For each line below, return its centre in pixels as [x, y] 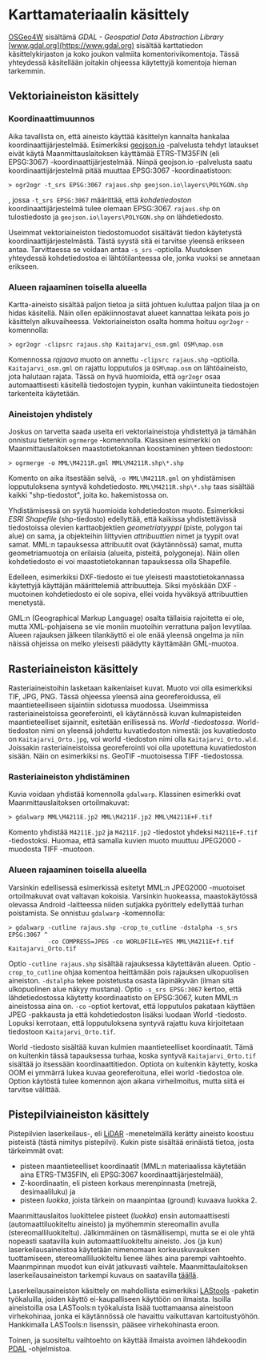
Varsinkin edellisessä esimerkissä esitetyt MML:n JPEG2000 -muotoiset [127, 887]
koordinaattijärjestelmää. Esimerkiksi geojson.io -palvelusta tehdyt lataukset [133, 145]
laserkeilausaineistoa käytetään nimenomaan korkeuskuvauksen [114, 1250]
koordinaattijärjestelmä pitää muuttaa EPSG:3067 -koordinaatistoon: [120, 170]
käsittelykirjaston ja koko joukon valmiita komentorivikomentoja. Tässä [124, 54]
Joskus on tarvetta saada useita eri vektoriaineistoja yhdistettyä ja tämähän [132, 432]
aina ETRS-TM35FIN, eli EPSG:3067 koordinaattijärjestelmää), [122, 1175]
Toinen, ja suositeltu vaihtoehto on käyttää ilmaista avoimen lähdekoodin [128, 1340]
